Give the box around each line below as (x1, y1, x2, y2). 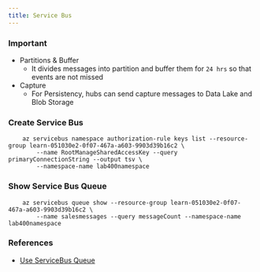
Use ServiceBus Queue (19, 255, 96, 265)
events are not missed (31, 72, 104, 81)
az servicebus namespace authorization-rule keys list (22, 135, 206, 143)
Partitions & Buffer (19, 55, 80, 65)
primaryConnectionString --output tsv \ (8, 155, 143, 164)
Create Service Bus (8, 117, 84, 128)
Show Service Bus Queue (8, 181, 107, 192)
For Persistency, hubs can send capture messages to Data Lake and (31, 88, 253, 99)
